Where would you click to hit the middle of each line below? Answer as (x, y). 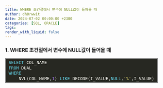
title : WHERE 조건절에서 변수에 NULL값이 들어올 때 (51, 9)
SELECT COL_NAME (28, 63)
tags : (10, 28)
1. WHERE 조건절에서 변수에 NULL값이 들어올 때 (58, 50)
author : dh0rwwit (23, 14)
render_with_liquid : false (32, 32)
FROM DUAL (20, 68)
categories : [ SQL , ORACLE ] (32, 23)
